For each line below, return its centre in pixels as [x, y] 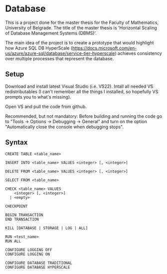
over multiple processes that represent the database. [60, 58]
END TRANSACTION [22, 219]
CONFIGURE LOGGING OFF [29, 250]
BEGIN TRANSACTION [24, 215]
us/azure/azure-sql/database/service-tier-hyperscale [60, 53]
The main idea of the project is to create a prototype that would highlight [80, 42]
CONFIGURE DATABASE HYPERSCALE [38, 267]
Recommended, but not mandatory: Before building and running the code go [84, 116]
